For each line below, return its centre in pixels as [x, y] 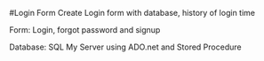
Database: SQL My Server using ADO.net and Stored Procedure [125, 47]
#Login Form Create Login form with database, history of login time [132, 13]
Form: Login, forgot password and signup [85, 30]
